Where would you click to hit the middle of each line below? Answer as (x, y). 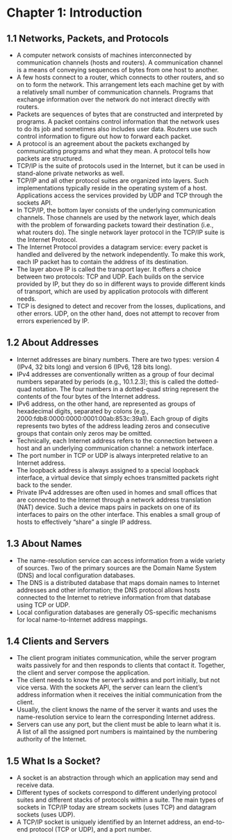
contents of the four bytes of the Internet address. (88, 396)
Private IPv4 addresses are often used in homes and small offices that (117, 492)
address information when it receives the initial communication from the (119, 695)
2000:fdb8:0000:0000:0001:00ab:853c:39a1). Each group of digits (113, 418)
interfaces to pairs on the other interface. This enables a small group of (118, 514)
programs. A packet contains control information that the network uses (118, 122)
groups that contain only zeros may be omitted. (84, 433)
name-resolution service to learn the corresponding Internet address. (116, 717)
